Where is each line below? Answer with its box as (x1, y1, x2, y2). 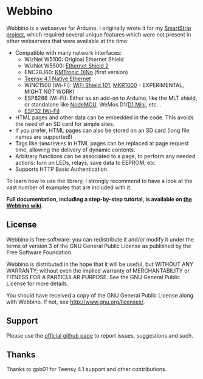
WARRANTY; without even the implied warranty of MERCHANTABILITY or (6, 266, 190, 274)
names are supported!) (15, 133, 73, 141)
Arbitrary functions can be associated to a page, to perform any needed (15, 152, 196, 159)
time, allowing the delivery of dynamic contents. (15, 146, 136, 153)
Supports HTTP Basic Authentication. (15, 165, 109, 173)
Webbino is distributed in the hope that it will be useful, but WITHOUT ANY (6, 260, 193, 268)
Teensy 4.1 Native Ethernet (24, 75, 91, 82)
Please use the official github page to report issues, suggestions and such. (6, 332, 193, 339)
